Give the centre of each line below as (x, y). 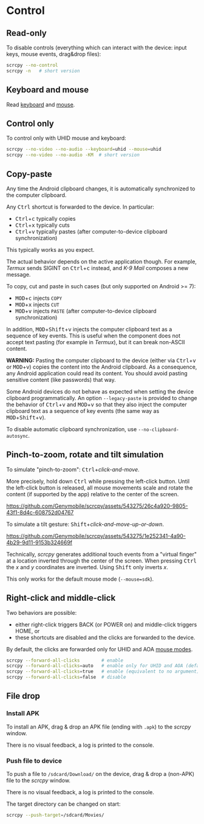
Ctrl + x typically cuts (42, 225)
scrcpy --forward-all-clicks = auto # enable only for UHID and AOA (95, 666)
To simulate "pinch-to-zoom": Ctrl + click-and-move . (73, 469)
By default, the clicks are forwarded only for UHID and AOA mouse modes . (100, 649)
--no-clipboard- (158, 429)
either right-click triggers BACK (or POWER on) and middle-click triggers (106, 625)
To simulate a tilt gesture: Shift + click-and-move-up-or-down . (85, 524)
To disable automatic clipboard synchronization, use (72, 429)
